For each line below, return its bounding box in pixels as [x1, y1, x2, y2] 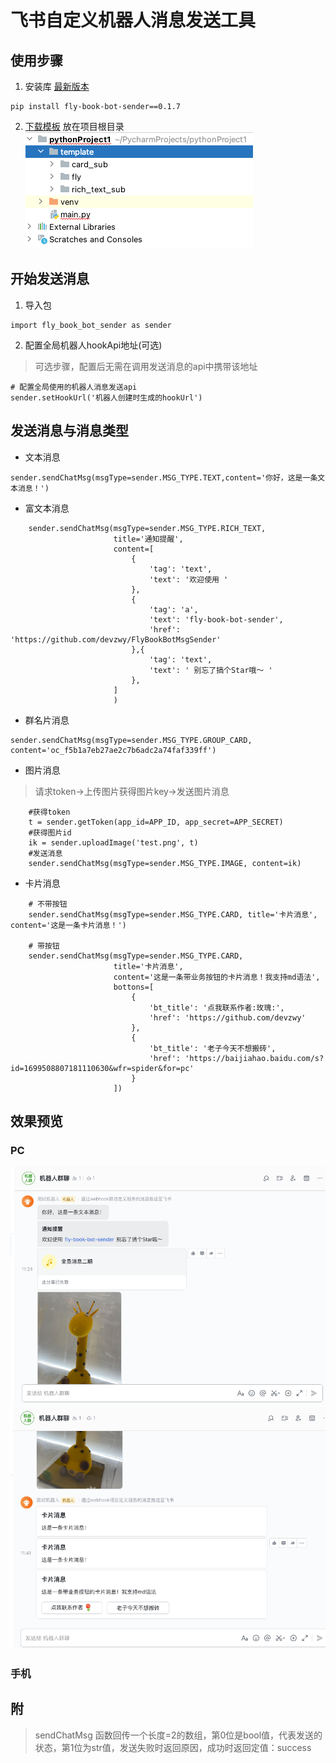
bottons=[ [113, 982, 155, 992]
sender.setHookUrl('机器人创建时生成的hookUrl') [10, 392, 203, 403]
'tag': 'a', [148, 604, 199, 615]
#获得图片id [28, 827, 72, 838]
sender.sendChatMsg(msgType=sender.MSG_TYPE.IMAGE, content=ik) [28, 858, 302, 868]
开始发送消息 [10, 271, 90, 288]
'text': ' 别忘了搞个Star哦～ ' [148, 665, 273, 675]
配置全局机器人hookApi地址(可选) [24, 339, 163, 351]
